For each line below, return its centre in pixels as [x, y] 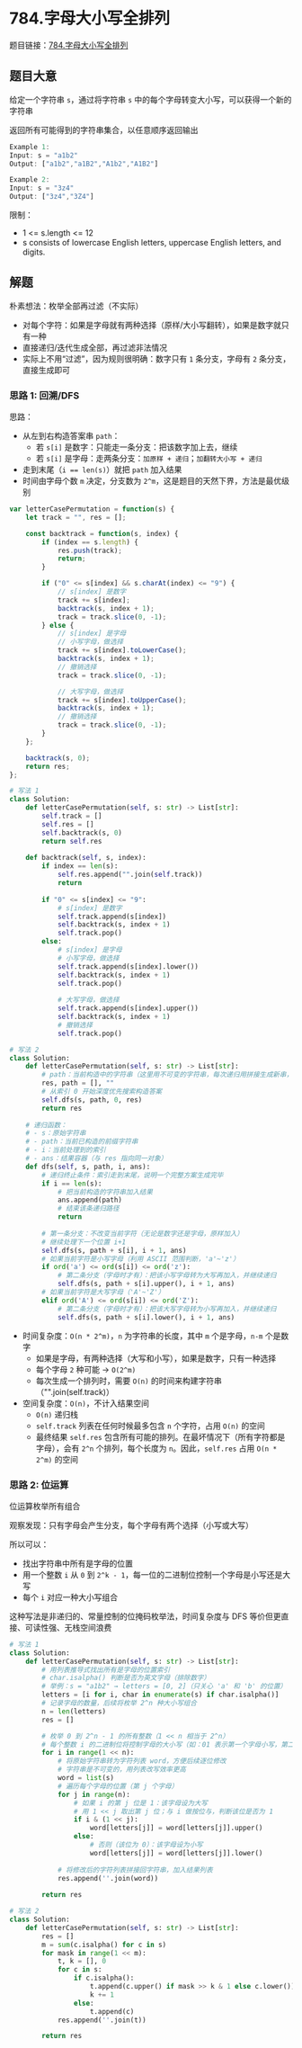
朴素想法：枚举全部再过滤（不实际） [76, 306]
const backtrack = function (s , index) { [102, 533]
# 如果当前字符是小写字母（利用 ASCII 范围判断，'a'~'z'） [141, 1259]
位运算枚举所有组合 [45, 1506]
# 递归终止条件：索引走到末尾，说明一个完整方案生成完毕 [133, 1175]
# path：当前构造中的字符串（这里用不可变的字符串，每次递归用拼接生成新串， [168, 1075]
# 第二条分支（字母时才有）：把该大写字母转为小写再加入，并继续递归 [167, 1309]
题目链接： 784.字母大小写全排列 [69, 45]
